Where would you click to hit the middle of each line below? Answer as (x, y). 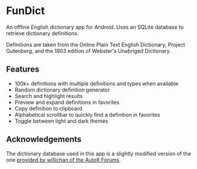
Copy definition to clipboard (48, 108)
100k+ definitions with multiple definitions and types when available (96, 83)
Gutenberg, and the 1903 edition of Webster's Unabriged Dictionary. (89, 50)
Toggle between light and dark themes (61, 121)
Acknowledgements (44, 139)
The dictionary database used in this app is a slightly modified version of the (98, 153)
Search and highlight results (49, 96)
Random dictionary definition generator (62, 90)
